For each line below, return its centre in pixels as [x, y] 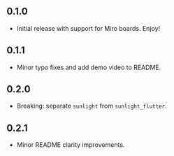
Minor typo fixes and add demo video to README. [89, 67]
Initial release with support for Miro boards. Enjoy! [88, 28]
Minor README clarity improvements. [71, 145]
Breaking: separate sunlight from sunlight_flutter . [92, 106]
